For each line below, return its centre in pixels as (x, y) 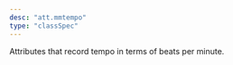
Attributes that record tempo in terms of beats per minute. (117, 51)
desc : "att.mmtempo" (48, 17)
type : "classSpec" (44, 26)
